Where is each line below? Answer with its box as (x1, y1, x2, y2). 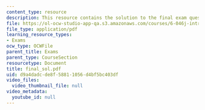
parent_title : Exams (6, 49, 59, 55)
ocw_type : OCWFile (6, 43, 53, 50)
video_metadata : (6, 89, 48, 95)
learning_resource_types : (6, 32, 72, 38)
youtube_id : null (12, 94, 56, 100)
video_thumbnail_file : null (12, 83, 84, 89)
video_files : (6, 77, 40, 83)
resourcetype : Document (6, 60, 67, 66)
